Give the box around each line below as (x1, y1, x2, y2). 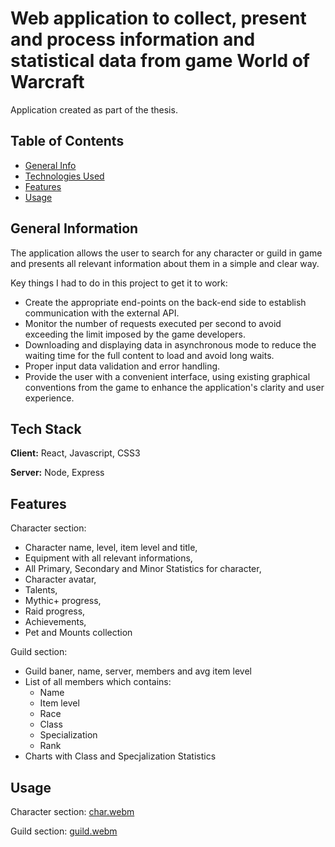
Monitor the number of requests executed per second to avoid (24, 317, 282, 329)
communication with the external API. (24, 307, 180, 319)
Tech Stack (10, 420, 82, 437)
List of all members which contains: (24, 676, 172, 688)
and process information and (10, 28, 256, 51)
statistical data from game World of (10, 50, 310, 72)
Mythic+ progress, (24, 595, 102, 607)
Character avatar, (24, 573, 97, 586)
